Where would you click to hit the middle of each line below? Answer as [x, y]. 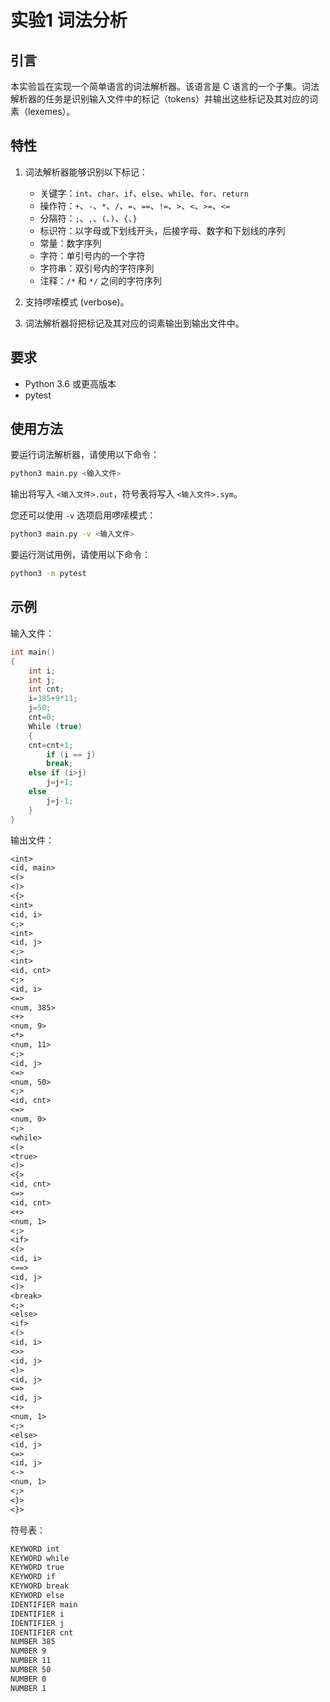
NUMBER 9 [28, 1651]
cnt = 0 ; [42, 717]
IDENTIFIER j [37, 1623]
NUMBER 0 [28, 1679]
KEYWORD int [35, 1549]
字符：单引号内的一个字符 [92, 255]
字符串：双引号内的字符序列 [97, 268]
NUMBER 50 [31, 1670]
